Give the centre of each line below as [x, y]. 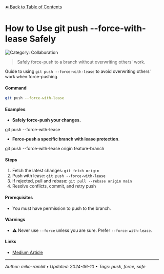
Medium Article [27, 252]
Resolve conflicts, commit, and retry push [54, 186]
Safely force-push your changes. [47, 120]
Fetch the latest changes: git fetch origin [56, 171]
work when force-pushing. [32, 76]
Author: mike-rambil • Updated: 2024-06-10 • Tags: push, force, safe [75, 267]
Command [16, 88]
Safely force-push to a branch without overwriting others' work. [81, 62]
